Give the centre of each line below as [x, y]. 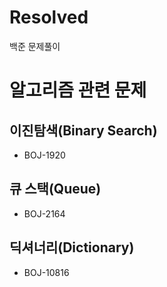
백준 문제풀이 [35, 46]
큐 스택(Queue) [55, 189]
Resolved [49, 17]
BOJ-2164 [44, 213]
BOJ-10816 [46, 272]
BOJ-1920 [44, 155]
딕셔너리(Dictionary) [72, 247]
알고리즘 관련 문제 [78, 90]
